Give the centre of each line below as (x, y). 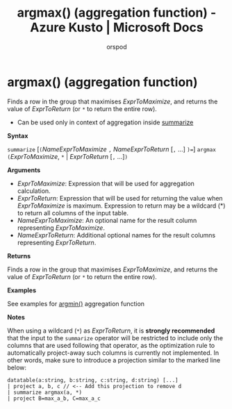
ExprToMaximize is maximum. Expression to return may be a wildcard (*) (121, 206)
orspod (117, 47)
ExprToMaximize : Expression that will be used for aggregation (106, 183)
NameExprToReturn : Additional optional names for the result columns (116, 235)
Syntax (18, 135)
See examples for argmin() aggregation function (76, 303)
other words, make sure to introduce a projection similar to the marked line (114, 360)
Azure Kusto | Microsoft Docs (117, 27)
